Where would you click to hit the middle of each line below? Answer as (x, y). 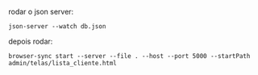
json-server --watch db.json (57, 27)
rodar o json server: (41, 12)
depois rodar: (31, 41)
